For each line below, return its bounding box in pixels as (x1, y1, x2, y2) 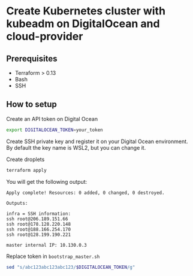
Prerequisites (6, 53, 58, 63)
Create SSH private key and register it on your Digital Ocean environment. (6, 138, 188, 145)
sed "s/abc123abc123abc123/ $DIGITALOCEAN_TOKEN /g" (6, 264, 135, 270)
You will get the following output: (6, 178, 88, 185)
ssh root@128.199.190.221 (6, 232, 71, 238)
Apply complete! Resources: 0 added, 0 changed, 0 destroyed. (6, 190, 165, 196)
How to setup (6, 99, 57, 110)
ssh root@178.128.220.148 (6, 221, 71, 227)
